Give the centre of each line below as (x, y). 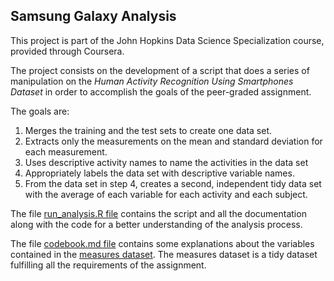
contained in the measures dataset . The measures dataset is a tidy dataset (164, 254)
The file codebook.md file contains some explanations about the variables (162, 243)
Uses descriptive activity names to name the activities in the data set (166, 162)
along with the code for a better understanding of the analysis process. (156, 224)
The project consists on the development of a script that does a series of (160, 70)
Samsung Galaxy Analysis (93, 16)
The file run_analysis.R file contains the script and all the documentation (158, 213)
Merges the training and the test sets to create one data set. (148, 130)
